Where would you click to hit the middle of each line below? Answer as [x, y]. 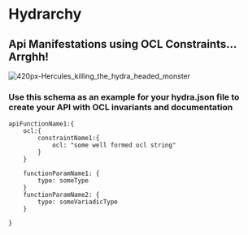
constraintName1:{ [69, 139]
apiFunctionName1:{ [41, 124]
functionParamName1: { [61, 174]
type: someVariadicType [78, 202]
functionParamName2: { [61, 195]
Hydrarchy [45, 14]
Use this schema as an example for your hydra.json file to [124, 96]
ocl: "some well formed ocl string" [114, 145]
